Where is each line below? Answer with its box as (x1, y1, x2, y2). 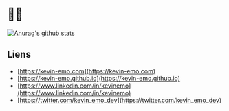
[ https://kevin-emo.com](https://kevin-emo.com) (17, 66, 156, 75)
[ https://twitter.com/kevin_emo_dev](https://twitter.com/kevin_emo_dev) (17, 96, 222, 104)
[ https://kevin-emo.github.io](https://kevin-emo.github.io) (17, 74, 181, 82)
